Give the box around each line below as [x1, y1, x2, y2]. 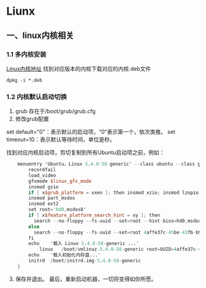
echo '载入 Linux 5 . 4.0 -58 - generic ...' [28, 240, 139, 247]
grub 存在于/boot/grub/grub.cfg [15, 108, 96, 115]
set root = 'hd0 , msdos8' [28, 207, 86, 213]
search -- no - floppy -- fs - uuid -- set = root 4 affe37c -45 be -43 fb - [33, 229, 196, 235]
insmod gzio [28, 183, 59, 190]
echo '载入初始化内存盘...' [28, 252, 101, 258]
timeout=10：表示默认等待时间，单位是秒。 [6, 136, 115, 143]
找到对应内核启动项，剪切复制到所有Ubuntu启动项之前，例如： [6, 149, 165, 157]
